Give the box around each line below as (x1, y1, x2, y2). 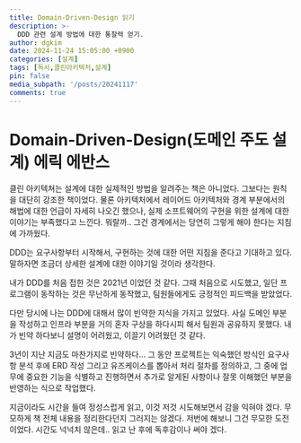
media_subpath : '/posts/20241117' (9, 80, 139, 89)
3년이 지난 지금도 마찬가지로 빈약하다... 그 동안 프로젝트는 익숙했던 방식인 (9, 349, 266, 360)
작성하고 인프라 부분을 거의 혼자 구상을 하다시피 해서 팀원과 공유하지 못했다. (18, 319, 283, 330)
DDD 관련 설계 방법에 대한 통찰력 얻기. (17, 30, 145, 39)
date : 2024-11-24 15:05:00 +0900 (9, 47, 135, 56)
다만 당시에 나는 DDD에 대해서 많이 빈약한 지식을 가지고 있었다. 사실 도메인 (9, 308, 271, 318)
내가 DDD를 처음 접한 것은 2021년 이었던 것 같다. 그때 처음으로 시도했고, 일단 (9, 277, 279, 288)
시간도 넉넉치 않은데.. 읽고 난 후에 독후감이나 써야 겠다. (35, 424, 227, 435)
